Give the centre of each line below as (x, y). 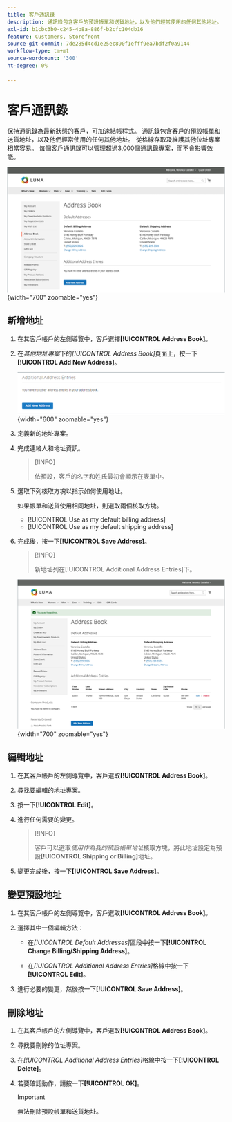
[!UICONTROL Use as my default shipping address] (100, 527)
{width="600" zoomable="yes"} (63, 419)
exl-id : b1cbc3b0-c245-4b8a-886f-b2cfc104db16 (75, 29)
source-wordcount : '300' (43, 59)
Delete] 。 (31, 1069)
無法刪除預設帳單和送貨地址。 (59, 1112)
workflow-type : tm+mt (38, 51)
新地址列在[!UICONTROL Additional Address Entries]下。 (115, 569)
